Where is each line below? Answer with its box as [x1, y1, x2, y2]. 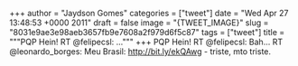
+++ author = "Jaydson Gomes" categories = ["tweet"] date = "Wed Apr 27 [9, 8, 289, 18]
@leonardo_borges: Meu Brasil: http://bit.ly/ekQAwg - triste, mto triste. [9, 46, 272, 57]
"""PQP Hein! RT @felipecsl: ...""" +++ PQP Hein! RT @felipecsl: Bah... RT [9, 36, 283, 47]
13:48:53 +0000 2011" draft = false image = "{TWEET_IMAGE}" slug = [9, 17, 269, 28]
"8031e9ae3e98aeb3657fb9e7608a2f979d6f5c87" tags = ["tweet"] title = [9, 27, 285, 37]
